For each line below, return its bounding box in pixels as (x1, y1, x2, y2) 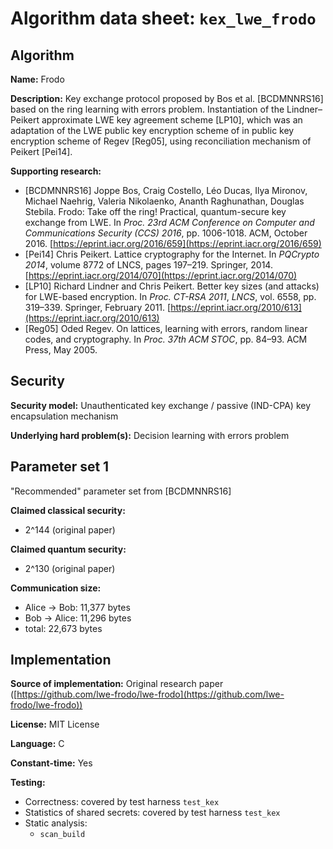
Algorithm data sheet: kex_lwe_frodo (10, 7, 317, 30)
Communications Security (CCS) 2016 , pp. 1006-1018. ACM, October (24, 227, 308, 239)
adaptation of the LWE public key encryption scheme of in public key (10, 125, 295, 136)
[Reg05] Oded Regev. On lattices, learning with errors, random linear (24, 323, 308, 334)
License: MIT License (10, 718, 100, 731)
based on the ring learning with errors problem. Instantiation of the (10, 103, 285, 115)
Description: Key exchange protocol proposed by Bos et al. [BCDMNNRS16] (10, 93, 324, 104)
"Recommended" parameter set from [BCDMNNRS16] (10, 485, 232, 497)
